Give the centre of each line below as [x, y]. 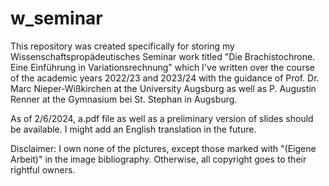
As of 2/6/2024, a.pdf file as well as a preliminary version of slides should [162, 118]
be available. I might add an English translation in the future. [133, 129]
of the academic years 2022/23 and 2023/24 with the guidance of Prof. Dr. [165, 78]
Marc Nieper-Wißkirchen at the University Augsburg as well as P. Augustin [163, 88]
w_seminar [56, 18]
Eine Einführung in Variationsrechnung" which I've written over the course [162, 67]
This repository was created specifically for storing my [122, 46]
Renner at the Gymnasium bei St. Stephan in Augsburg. [124, 99]
